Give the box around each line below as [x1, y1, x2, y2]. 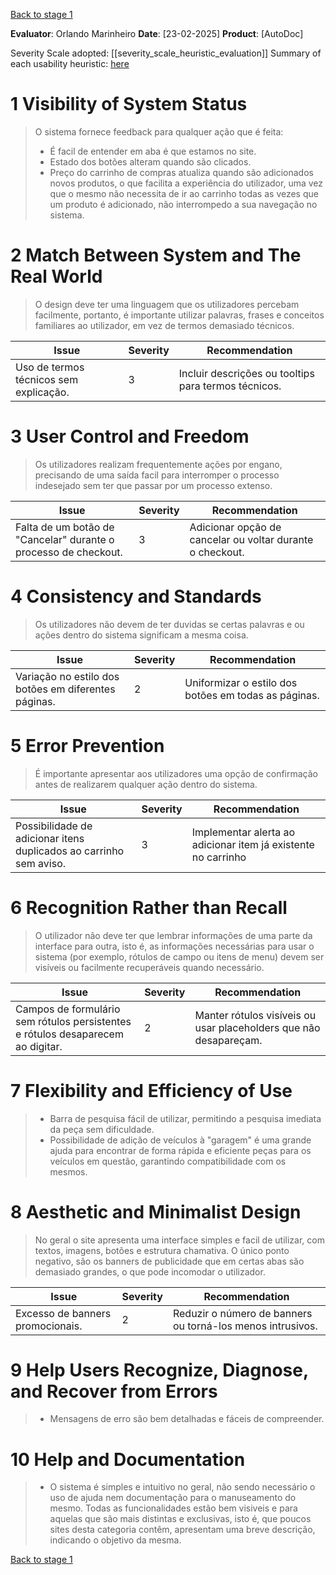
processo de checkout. [15, 545, 123, 559]
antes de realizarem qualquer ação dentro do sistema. [34, 778, 258, 790]
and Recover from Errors [10, 1380, 218, 1403]
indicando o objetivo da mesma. [49, 1534, 182, 1546]
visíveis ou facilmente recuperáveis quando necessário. [34, 961, 265, 973]
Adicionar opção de [189, 520, 282, 534]
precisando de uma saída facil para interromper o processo [34, 469, 280, 481]
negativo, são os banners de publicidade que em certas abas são [34, 1255, 305, 1267]
